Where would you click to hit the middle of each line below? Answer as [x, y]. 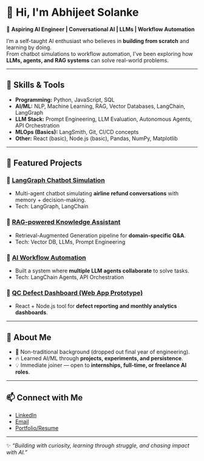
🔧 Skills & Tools [36, 85]
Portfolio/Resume [37, 428]
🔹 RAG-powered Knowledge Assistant [63, 222]
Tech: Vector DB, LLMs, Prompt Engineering [70, 241]
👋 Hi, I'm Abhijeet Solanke [73, 12]
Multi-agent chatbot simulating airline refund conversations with [97, 193]
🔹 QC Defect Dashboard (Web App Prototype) [75, 292]
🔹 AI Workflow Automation [46, 257]
